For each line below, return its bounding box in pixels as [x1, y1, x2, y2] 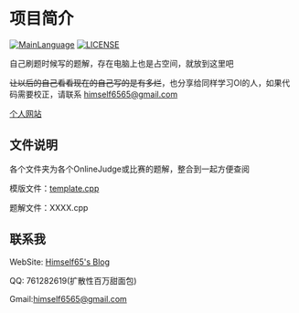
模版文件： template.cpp [9, 183, 100, 193]
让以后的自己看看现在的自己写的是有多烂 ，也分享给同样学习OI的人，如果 [9, 77, 283, 88]
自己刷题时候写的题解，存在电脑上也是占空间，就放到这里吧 [9, 57, 234, 68]
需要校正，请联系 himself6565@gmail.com [16, 89, 178, 99]
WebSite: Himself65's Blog [9, 256, 111, 267]
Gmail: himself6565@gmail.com [9, 293, 128, 304]
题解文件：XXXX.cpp [9, 202, 89, 213]
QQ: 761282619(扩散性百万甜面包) [9, 275, 137, 286]
